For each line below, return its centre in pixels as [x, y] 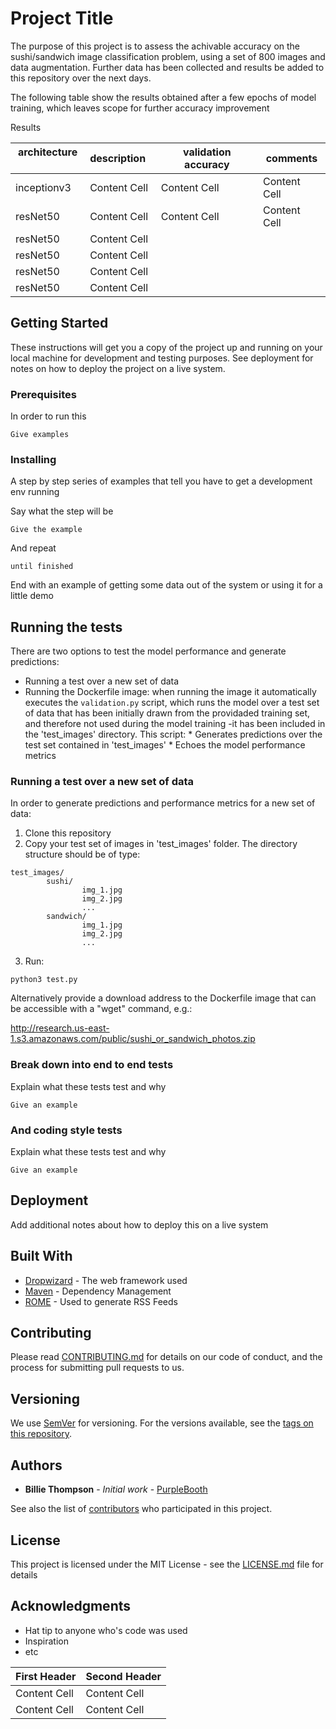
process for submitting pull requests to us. [97, 1368]
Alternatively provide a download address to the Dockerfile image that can [163, 998]
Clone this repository [68, 833]
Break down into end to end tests [92, 1065]
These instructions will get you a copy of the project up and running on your [166, 347]
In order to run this [48, 416]
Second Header [123, 1676]
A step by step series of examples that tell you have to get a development [161, 481]
